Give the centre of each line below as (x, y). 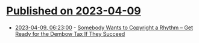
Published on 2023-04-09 (74, 11)
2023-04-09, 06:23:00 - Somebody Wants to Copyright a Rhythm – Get (104, 27)
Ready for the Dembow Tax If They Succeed (70, 33)
